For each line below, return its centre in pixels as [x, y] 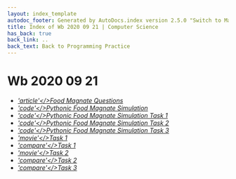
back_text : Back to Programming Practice [69, 46]
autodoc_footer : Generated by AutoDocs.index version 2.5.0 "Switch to [114, 20]
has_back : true [29, 33]
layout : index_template [42, 14]
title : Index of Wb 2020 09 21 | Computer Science [83, 27]
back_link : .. [28, 40]
